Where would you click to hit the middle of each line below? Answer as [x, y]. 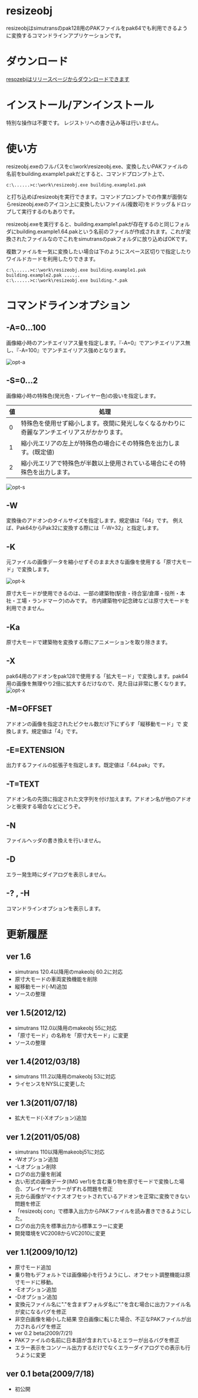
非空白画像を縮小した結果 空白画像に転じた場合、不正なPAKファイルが [100, 1319]
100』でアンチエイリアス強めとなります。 [78, 350]
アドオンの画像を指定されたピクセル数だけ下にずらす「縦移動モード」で [94, 724]
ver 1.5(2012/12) [36, 1013]
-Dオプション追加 [36, 1297]
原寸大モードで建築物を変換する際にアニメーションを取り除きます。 [88, 642]
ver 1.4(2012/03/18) [43, 1062]
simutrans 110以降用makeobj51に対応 [60, 1152]
